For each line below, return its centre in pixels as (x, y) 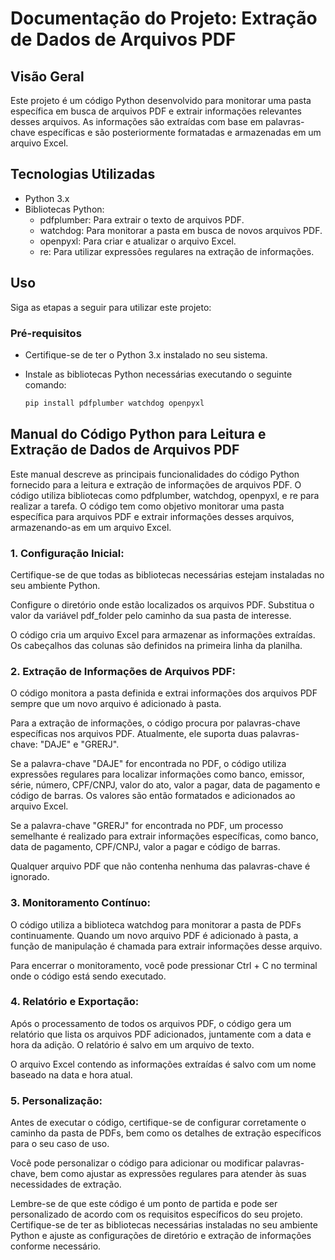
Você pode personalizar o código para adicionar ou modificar (136, 1163)
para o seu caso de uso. (60, 1144)
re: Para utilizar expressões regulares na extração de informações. (177, 251)
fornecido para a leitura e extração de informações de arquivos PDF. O (156, 484)
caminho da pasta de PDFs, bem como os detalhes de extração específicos (166, 1133)
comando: (45, 384)
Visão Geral (47, 76)
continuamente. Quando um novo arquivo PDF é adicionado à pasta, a (154, 935)
